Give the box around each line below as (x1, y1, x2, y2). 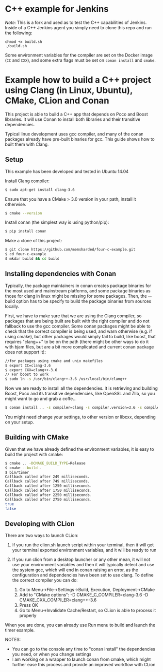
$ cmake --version (5, 211, 42, 215)
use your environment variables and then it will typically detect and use (12, 562, 155, 568)
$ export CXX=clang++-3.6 (5, 367, 57, 372)
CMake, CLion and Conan (5, 95, 109, 106)
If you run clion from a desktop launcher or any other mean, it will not (12, 557, 150, 562)
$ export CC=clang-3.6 (5, 363, 51, 368)
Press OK (19, 602, 38, 608)
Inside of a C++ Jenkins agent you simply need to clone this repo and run (5, 24, 152, 30)
